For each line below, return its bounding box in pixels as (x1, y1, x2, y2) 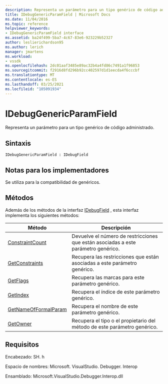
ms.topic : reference (5, 21, 48, 27)
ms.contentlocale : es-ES (5, 77, 57, 82)
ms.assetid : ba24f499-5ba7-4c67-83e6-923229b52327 (5, 36, 113, 41)
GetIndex (7, 291, 29, 298)
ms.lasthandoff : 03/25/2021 (5, 82, 64, 87)
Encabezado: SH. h (5, 353, 45, 359)
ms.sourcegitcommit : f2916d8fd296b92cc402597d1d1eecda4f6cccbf (5, 68, 140, 73)
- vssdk (5, 59, 21, 64)
